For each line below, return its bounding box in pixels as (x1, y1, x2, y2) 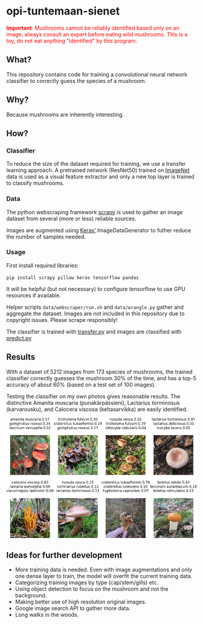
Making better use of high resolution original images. (14, 598, 147, 606)
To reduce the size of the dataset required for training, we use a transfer (6, 160, 186, 168)
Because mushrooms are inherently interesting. (6, 111, 124, 118)
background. (14, 592, 47, 599)
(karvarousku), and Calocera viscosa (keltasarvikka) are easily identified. (6, 406, 188, 413)
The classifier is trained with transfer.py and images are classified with (6, 328, 182, 335)
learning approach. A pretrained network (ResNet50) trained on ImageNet (6, 166, 190, 174)
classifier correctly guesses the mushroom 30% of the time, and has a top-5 (6, 374, 196, 382)
